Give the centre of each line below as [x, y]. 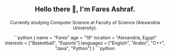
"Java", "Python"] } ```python [85, 48]
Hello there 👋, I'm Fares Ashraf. [85, 9]
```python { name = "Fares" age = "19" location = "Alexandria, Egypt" [85, 38]
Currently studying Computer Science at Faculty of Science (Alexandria [85, 23]
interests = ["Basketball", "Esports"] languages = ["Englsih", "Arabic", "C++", [85, 43]
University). [85, 28]
